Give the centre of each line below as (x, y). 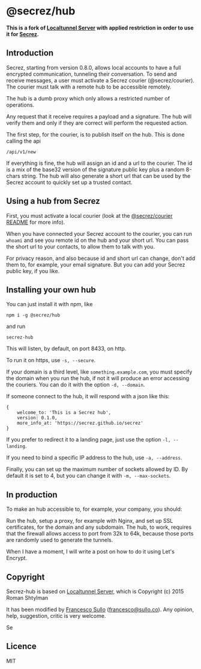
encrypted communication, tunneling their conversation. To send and (91, 74)
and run (16, 327)
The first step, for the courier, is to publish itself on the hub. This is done (95, 134)
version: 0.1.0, (37, 418)
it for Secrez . (22, 34)
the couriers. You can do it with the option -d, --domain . (76, 385)
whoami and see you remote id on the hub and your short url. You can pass (97, 240)
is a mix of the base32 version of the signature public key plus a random (95, 169)
